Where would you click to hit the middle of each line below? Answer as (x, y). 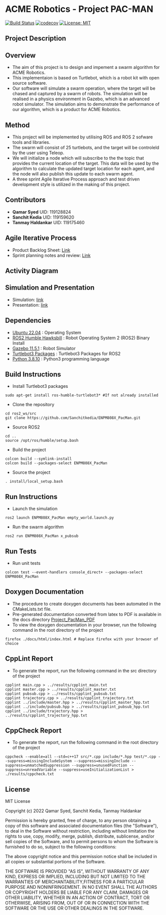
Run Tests (21, 551)
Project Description (36, 38)
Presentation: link (30, 305)
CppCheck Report (33, 731)
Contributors (26, 200)
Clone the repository (33, 405)
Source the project (31, 473)
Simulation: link (28, 300)
